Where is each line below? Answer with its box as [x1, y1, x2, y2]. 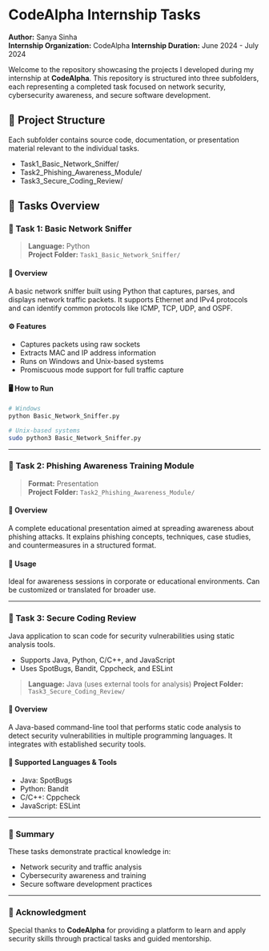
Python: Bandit [19, 783, 70, 793]
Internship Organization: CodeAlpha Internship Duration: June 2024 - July [8, 40, 259, 50]
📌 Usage [8, 559, 37, 569]
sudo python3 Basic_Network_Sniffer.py [8, 434, 142, 442]
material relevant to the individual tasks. [8, 143, 140, 153]
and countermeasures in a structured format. [8, 540, 157, 550]
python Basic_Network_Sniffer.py [8, 411, 120, 420]
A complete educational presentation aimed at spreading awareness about [8, 524, 255, 533]
